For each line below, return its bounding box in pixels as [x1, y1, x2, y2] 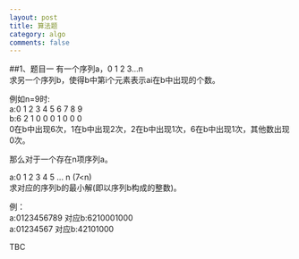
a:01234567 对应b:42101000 [9, 224, 115, 235]
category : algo [9, 29, 66, 38]
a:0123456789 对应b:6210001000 [9, 213, 133, 223]
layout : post [9, 13, 58, 22]
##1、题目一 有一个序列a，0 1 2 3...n [9, 63, 143, 74]
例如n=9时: [9, 94, 51, 104]
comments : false [9, 38, 70, 47]
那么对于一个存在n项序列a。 [9, 154, 114, 165]
